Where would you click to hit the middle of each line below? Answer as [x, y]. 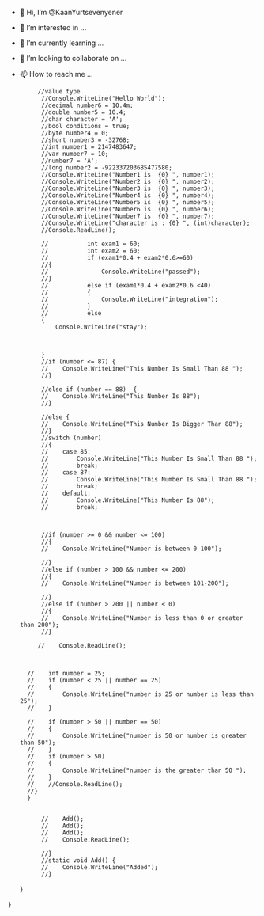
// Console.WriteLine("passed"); [121, 272]
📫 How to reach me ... [56, 74]
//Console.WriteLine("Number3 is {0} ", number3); [128, 188]
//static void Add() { [78, 861]
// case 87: [66, 473]
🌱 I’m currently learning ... [62, 43]
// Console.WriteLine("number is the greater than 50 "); [137, 770]
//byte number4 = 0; [75, 133]
